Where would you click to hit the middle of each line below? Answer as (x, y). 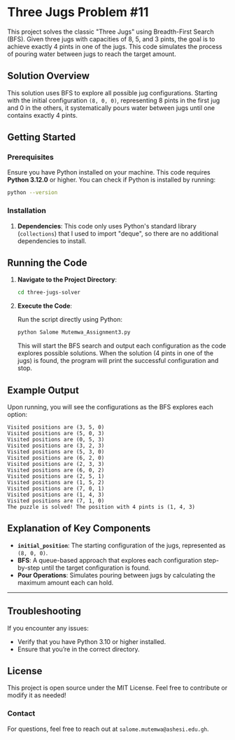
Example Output (43, 390)
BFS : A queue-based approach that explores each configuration (110, 560)
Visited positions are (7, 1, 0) (56, 501)
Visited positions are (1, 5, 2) (56, 482)
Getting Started (42, 137)
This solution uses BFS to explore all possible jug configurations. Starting (113, 92)
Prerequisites (30, 157)
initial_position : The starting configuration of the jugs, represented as (121, 545)
